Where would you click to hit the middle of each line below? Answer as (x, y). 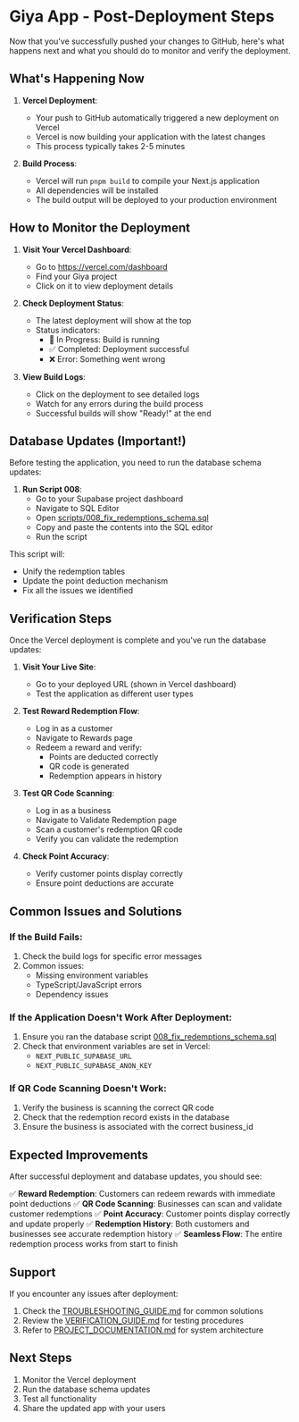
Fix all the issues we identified (78, 591)
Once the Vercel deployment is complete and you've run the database (138, 640)
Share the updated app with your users (94, 1408)
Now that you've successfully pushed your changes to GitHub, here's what (147, 41)
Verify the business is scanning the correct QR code (118, 1108)
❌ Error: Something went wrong (107, 358)
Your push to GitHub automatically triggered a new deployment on (157, 117)
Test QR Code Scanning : (68, 794)
